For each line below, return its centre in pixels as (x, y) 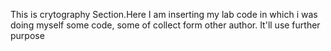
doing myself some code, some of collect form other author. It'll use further (165, 25)
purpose (27, 35)
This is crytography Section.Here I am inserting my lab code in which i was (164, 14)
